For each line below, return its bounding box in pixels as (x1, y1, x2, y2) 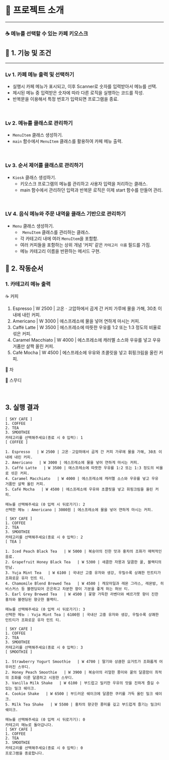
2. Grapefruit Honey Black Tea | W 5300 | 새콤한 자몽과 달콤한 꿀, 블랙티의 (5, 560, 162, 565)
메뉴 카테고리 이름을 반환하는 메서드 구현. (20, 248, 101, 254)
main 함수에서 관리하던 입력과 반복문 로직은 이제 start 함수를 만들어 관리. (20, 187, 163, 193)
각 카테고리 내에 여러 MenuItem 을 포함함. (20, 235, 99, 241)
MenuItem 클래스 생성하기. (12, 132, 63, 138)
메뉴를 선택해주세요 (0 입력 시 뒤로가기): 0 (5, 717, 86, 722)
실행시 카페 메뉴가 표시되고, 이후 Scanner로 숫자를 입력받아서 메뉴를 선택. (12, 83, 157, 89)
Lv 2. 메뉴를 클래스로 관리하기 (5, 119, 73, 126)
